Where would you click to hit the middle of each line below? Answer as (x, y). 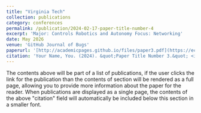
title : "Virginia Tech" (36, 12)
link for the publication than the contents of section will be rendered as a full (100, 79)
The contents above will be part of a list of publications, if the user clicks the (100, 73)
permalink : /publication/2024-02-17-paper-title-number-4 (80, 28)
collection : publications (38, 17)
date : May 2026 (25, 39)
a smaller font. (24, 104)
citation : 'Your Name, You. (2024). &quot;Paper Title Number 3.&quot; (97, 56)
